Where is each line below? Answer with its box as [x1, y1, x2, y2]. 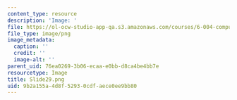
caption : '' [13, 43, 49, 50]
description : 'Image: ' [7, 17, 78, 24]
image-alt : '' [13, 56, 55, 63]
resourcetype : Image [7, 69, 68, 76]
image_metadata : [7, 37, 55, 44]
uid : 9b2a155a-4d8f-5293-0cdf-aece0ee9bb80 [7, 82, 138, 89]
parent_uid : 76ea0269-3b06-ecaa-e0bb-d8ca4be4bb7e [7, 63, 159, 70]
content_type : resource [7, 10, 78, 18]
